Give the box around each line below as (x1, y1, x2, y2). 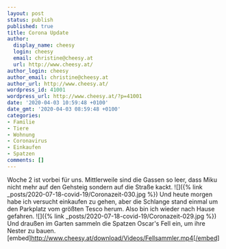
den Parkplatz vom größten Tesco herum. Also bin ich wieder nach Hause (7, 204, 215, 213)
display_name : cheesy (13, 42, 75, 49)
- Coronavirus (7, 138, 48, 145)
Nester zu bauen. (7, 226, 56, 235)
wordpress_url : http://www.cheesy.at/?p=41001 (7, 93, 142, 100)
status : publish (7, 16, 53, 23)
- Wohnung (7, 131, 36, 138)
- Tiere (7, 125, 29, 132)
